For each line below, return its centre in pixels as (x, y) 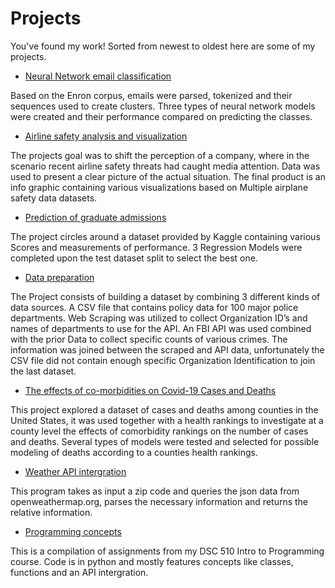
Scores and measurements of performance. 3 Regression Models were (156, 247)
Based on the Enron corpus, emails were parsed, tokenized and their (151, 95)
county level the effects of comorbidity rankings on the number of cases (159, 431)
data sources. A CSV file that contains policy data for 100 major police (154, 307)
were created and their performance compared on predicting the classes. (161, 116)
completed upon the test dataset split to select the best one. (134, 258)
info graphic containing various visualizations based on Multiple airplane (159, 187)
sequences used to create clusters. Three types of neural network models (163, 106)
